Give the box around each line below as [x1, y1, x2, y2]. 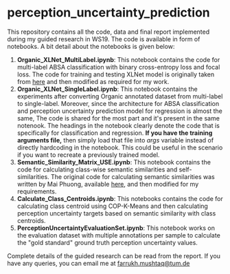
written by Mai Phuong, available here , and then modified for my [16, 180, 199, 188]
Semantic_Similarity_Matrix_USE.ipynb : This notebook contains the [16, 158, 211, 166]
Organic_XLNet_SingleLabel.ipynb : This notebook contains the [16, 85, 198, 93]
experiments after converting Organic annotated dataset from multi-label [16, 92, 223, 101]
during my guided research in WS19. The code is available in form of [7, 34, 200, 43]
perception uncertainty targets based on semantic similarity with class [16, 209, 216, 218]
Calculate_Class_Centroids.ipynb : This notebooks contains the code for [16, 194, 223, 202]
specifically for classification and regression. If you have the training [16, 129, 213, 137]
